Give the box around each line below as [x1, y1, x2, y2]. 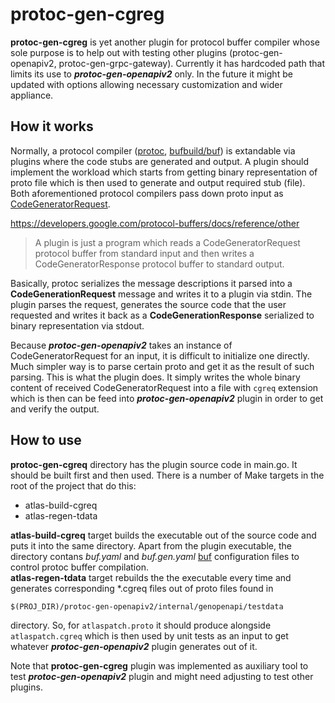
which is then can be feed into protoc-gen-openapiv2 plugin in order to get [10, 392, 324, 404]
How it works [10, 118, 94, 135]
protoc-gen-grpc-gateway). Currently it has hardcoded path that [58, 57, 326, 69]
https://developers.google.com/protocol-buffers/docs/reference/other [10, 217, 300, 229]
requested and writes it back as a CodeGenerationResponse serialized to [10, 309, 315, 321]
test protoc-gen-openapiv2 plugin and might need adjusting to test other [10, 670, 314, 682]
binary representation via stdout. [10, 319, 145, 332]
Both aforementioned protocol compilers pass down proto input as [10, 187, 284, 199]
